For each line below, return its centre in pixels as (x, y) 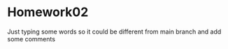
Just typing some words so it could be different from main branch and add (114, 31)
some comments (31, 38)
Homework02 (48, 12)
